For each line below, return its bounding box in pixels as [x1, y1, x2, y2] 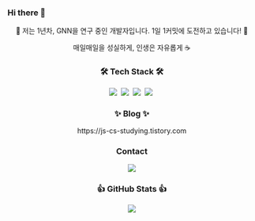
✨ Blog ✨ [114, 108, 150, 119]
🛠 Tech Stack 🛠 [99, 67, 164, 78]
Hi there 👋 [7, 7, 47, 18]
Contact [116, 146, 148, 157]
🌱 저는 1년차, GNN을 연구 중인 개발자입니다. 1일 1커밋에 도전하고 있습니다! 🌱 [15, 26, 249, 36]
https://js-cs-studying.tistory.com [77, 126, 187, 135]
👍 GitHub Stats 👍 [96, 184, 167, 195]
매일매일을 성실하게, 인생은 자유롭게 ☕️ [73, 43, 191, 52]
